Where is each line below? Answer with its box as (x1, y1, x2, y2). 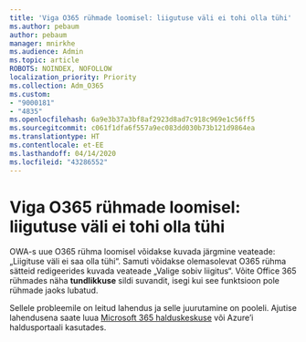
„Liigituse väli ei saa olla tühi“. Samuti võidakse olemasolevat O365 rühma (9, 256, 287, 267)
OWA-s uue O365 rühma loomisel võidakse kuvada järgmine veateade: (9, 246, 276, 257)
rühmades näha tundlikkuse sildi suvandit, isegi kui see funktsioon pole (9, 275, 280, 286)
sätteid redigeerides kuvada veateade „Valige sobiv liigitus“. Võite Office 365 (9, 265, 297, 276)
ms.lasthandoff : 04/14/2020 (9, 149, 117, 158)
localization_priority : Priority (9, 73, 137, 82)
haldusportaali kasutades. (9, 322, 107, 333)
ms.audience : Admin (9, 47, 84, 57)
